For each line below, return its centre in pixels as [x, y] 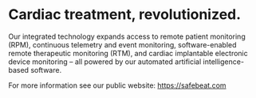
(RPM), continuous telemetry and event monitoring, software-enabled [122, 44]
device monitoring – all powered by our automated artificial [105, 62]
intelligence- [224, 62]
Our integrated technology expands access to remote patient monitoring [127, 36]
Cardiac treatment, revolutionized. [125, 15]
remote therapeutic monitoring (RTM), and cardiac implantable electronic [128, 53]
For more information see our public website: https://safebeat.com [117, 85]
